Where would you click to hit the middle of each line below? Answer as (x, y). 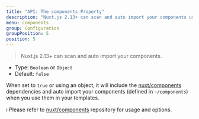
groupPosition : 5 (28, 34)
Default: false (32, 74)
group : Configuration (33, 28)
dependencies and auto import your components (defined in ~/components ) (97, 91)
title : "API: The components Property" (55, 12)
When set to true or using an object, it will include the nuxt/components (94, 85)
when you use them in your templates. (53, 98)
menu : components (28, 22)
